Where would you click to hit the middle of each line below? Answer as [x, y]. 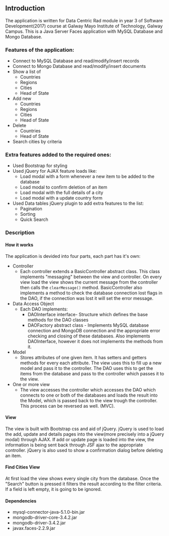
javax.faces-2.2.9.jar [34, 528]
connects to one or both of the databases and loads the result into [89, 395]
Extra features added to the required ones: [58, 155]
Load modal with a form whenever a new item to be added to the [87, 176]
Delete [19, 126]
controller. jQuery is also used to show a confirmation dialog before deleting [84, 450]
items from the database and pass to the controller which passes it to [92, 373]
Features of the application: [40, 50]
